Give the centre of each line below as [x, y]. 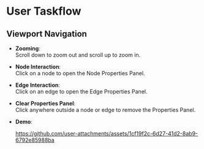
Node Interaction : [38, 67]
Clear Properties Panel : [45, 103]
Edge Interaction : [37, 85]
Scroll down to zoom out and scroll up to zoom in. [78, 55]
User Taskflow [44, 11]
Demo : [24, 122]
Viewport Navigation [47, 34]
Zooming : [28, 48]
